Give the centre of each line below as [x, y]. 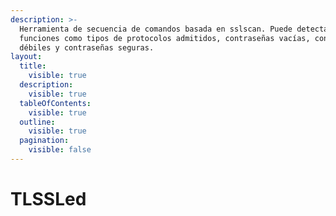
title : [33, 66]
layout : [26, 57]
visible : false [60, 150]
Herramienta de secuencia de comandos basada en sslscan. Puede [156, 29]
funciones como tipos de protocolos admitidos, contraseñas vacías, [165, 38]
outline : [37, 122]
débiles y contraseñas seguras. [87, 47]
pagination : [44, 141]
